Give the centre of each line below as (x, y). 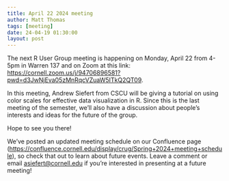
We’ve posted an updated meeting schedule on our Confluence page (104, 141)
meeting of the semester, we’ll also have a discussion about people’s (104, 108)
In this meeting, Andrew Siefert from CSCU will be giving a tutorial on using (113, 94)
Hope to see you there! (39, 128)
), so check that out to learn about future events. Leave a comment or (110, 156)
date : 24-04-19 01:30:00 (42, 32)
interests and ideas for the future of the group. (72, 115)
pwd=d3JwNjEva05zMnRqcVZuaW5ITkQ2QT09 (75, 80)
